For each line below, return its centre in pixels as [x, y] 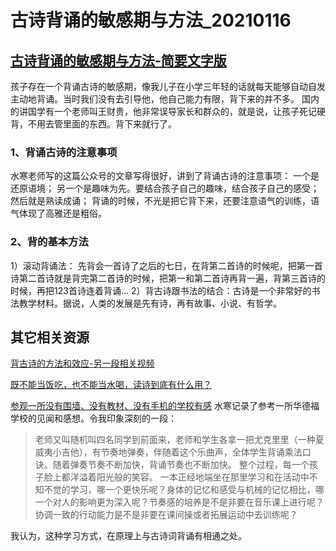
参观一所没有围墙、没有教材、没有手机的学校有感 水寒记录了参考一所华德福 [165, 406]
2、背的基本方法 [49, 242]
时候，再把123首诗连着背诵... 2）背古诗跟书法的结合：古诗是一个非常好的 [161, 290]
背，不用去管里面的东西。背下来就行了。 [93, 124]
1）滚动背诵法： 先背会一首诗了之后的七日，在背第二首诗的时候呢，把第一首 [166, 265]
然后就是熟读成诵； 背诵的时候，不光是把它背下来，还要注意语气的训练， [160, 201]
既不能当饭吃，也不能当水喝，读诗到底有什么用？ [111, 385]
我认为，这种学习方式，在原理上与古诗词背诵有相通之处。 [128, 536]
